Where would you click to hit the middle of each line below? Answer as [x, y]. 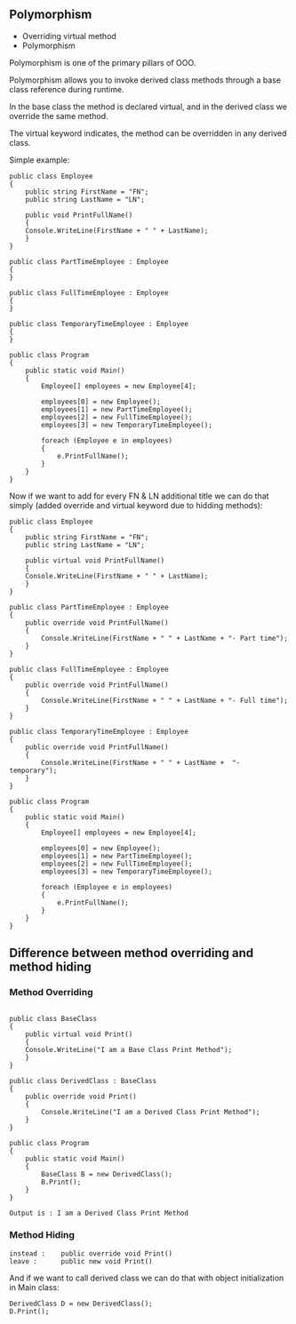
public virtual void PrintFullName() [95, 560]
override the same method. [59, 116]
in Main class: [34, 1287]
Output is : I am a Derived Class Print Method [99, 1213]
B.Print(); [61, 1182]
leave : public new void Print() [81, 1261]
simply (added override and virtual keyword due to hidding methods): [136, 505]
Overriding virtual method [69, 36]
